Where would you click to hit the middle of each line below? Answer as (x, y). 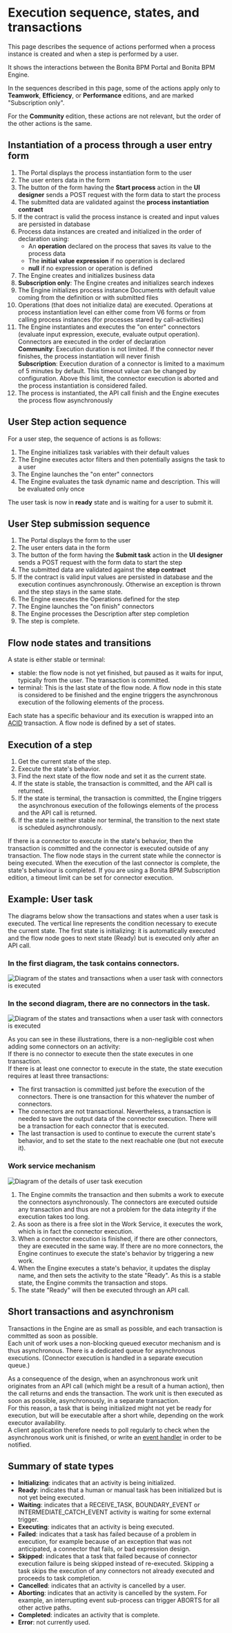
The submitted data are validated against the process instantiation (113, 202)
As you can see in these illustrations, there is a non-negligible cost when (111, 1039)
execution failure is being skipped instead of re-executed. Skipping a (116, 1564)
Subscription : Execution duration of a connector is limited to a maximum (121, 364)
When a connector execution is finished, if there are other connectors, (118, 1238)
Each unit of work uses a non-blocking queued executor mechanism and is (114, 1343)
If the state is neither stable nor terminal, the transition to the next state (119, 820)
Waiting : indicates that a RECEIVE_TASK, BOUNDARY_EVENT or (109, 1505)
